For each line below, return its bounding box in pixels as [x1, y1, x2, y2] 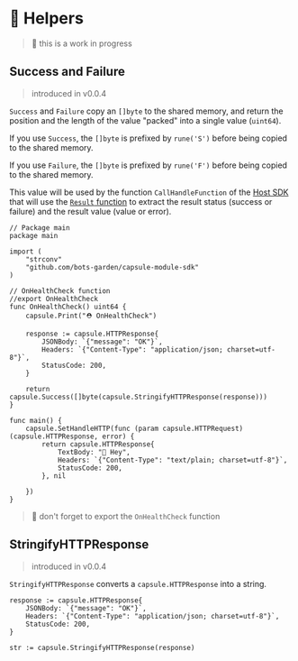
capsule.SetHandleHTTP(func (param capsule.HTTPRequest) [25, 424, 244, 433]
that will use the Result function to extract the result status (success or [9, 196, 273, 207]
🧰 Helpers [9, 8, 84, 29]
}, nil [41, 471, 67, 481]
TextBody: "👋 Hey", [57, 447, 131, 456]
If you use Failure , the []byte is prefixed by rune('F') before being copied [9, 160, 288, 170]
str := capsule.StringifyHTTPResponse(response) [9, 643, 195, 652]
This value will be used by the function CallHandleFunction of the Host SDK [9, 187, 289, 197]
